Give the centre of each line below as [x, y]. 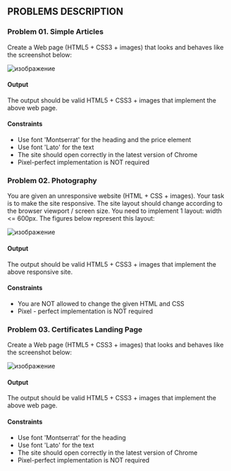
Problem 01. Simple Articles [56, 32]
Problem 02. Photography [52, 181]
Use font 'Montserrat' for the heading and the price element [104, 140]
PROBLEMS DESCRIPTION [65, 12]
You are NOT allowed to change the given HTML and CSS [101, 303]
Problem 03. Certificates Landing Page [75, 330]
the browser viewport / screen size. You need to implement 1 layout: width [114, 211]
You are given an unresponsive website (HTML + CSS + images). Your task [116, 196]
